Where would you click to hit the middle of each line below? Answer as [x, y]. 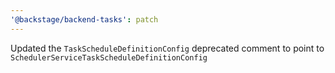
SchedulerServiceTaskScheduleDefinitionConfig [109, 57]
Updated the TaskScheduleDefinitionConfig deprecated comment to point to [167, 48]
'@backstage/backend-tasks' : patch [84, 19]
